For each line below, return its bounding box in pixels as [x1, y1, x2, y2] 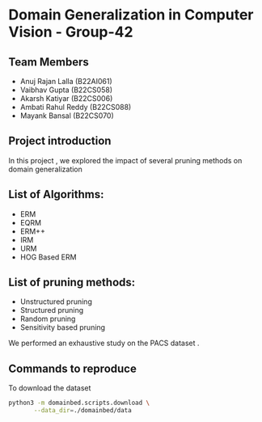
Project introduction [8, 134, 112, 148]
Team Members [8, 55, 89, 69]
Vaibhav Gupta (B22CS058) [19, 85, 113, 95]
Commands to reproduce [8, 361, 137, 375]
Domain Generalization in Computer [8, 6, 254, 24]
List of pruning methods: [8, 276, 136, 289]
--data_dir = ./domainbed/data [33, 407, 132, 415]
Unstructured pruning [19, 297, 93, 306]
